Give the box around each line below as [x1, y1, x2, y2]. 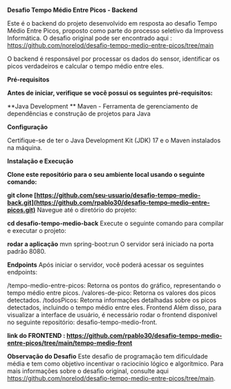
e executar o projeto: [7, 227, 67, 234]
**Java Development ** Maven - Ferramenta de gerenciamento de [7, 102, 198, 110]
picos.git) [7, 206, 36, 214]
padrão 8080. [7, 247, 46, 255]
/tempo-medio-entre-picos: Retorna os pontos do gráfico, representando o [7, 281, 221, 290]
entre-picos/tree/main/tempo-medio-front [7, 339, 133, 347]
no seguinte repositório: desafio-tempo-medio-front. [7, 318, 158, 326]
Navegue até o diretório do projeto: [37, 206, 137, 214]
